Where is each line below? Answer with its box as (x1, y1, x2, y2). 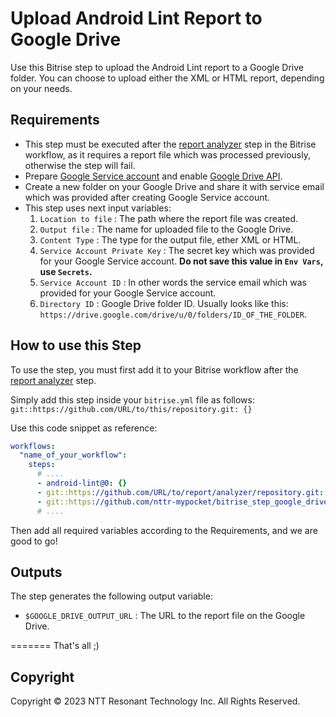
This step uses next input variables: (24, 202, 172, 214)
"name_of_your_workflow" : (19, 450, 128, 461)
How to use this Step (10, 337, 142, 354)
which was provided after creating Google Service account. (24, 191, 271, 203)
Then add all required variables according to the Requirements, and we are (10, 524, 318, 536)
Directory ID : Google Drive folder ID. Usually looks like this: (39, 297, 289, 309)
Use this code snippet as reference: (10, 422, 158, 434)
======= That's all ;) (10, 640, 100, 652)
